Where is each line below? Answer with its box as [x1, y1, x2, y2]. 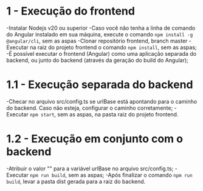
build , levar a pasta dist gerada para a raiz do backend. [6, 178, 146, 185]
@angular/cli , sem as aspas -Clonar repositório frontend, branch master [6, 37, 188, 44]
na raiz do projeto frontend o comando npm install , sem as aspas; [29, 44, 197, 51]
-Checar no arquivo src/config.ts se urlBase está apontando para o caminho [6, 98, 198, 105]
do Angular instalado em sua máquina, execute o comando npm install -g [6, 30, 193, 38]
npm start [29, 112, 55, 118]
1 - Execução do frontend [6, 4, 136, 18]
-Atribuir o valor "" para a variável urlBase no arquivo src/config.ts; [6, 165, 174, 172]
